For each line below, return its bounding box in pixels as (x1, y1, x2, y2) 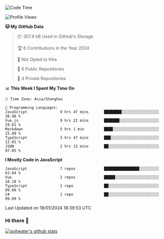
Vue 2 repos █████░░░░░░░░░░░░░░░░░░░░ (5, 175, 160, 180)
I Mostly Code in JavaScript (5, 157, 63, 162)
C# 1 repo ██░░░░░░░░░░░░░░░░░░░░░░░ (5, 192, 160, 197)
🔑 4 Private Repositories (17, 76, 66, 81)
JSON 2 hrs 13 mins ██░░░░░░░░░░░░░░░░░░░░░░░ (5, 144, 160, 149)
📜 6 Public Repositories (17, 66, 64, 72)
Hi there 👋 (5, 217, 29, 224)
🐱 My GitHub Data (5, 24, 44, 29)
